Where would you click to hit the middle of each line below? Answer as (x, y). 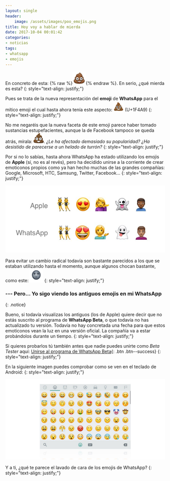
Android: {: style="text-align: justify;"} (45, 372)
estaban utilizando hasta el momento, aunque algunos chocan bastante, (80, 266)
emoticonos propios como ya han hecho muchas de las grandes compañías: (85, 167)
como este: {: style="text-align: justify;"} (55, 280)
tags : (11, 48)
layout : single (21, 11)
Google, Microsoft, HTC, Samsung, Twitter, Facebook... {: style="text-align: (84, 173)
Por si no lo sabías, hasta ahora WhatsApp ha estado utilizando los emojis (82, 157)
